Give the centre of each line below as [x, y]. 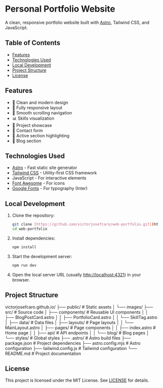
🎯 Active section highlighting [41, 135]
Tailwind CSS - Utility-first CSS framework [54, 173]
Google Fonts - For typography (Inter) [50, 188]
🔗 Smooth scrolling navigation [42, 112]
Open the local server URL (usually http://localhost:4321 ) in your [76, 275]
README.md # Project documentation [43, 353]
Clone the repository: [33, 216]
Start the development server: [42, 256]
